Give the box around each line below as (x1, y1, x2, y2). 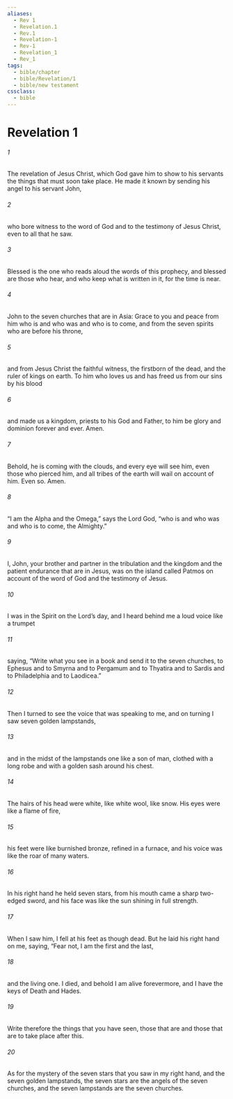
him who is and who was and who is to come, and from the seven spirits (7, 320, 214, 328)
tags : (7, 62, 23, 69)
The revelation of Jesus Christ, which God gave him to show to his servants (7, 170, 224, 178)
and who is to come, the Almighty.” (7, 521, 108, 530)
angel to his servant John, (7, 184, 82, 193)
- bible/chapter (13, 68, 61, 75)
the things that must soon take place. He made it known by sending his (7, 177, 211, 186)
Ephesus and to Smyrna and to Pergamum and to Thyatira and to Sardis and (7, 664, 225, 673)
